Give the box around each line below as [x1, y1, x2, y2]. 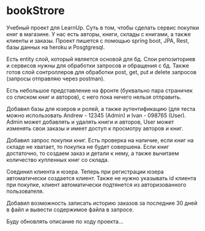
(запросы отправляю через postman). [6, 75, 105, 82]
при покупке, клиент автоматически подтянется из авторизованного [6, 181, 187, 188]
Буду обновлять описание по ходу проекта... [6, 218, 124, 225]
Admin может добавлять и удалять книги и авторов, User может [6, 118, 174, 126]
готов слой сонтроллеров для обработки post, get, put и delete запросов [6, 68, 197, 75]
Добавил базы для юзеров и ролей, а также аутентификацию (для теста [6, 105, 196, 112]
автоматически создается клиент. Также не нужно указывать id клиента [6, 174, 197, 181]
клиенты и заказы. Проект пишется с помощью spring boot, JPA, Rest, [6, 37, 190, 44]
